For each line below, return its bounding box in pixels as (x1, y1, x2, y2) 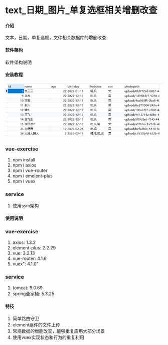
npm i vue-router (12, 167, 48, 174)
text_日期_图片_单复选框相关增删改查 (5, 5, 157, 16)
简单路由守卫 (12, 315, 39, 321)
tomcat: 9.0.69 (12, 285, 43, 291)
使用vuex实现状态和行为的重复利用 (12, 334, 84, 340)
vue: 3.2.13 (12, 250, 35, 256)
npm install (12, 156, 36, 162)
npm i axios (12, 162, 37, 168)
